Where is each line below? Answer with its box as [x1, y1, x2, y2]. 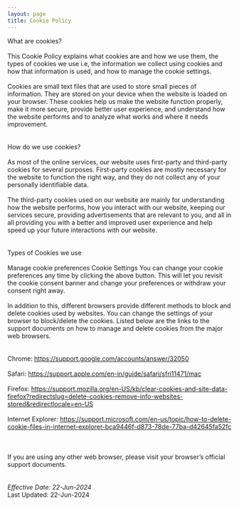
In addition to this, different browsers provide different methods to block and [7, 301, 231, 310]
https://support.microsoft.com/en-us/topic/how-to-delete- [59, 414, 232, 423]
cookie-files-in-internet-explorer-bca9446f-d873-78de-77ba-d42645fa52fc [7, 422, 232, 431]
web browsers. [7, 332, 51, 340]
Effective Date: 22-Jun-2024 [7, 483, 92, 491]
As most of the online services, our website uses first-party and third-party [7, 157, 228, 166]
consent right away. [7, 286, 65, 295]
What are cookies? [7, 36, 63, 45]
